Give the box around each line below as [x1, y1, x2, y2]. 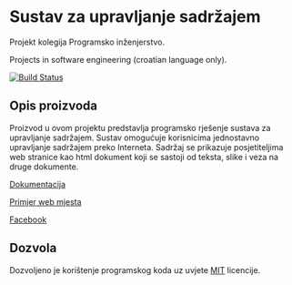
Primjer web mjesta [9, 196, 82, 207]
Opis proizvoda [9, 98, 98, 114]
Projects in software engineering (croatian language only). [9, 54, 227, 65]
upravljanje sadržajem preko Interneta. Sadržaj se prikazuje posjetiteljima [9, 141, 284, 152]
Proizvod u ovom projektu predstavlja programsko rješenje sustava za [9, 122, 271, 133]
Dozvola [9, 240, 57, 256]
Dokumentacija [9, 178, 66, 189]
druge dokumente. [9, 161, 79, 172]
